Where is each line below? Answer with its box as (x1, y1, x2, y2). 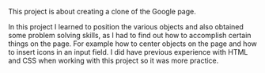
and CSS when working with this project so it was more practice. (8, 56, 219, 65)
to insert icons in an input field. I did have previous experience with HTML (8, 48, 248, 56)
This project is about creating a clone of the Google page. (8, 7, 196, 16)
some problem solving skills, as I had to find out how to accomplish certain (8, 31, 252, 40)
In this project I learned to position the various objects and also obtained (8, 22, 244, 31)
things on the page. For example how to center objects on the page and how (8, 39, 257, 48)
